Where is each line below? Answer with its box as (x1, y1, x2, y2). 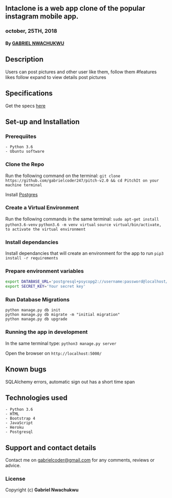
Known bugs (5, 365, 47, 374)
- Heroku (5, 425, 24, 430)
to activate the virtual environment (5, 227, 86, 232)
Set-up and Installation (5, 117, 80, 126)
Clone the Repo (5, 161, 45, 168)
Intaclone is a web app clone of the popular (5, 4, 145, 13)
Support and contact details (5, 443, 96, 452)
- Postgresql (5, 429, 33, 435)
